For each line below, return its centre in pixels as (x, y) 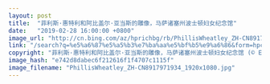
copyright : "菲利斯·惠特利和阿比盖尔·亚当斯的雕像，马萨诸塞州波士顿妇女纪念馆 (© (132, 53)
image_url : (27, 38)
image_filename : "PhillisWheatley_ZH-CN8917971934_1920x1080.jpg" (122, 68)
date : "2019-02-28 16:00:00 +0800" (72, 30)
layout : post (30, 16)
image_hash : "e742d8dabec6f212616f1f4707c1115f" (91, 61)
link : (17, 46)
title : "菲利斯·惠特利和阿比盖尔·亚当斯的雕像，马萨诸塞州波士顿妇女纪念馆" (123, 23)
